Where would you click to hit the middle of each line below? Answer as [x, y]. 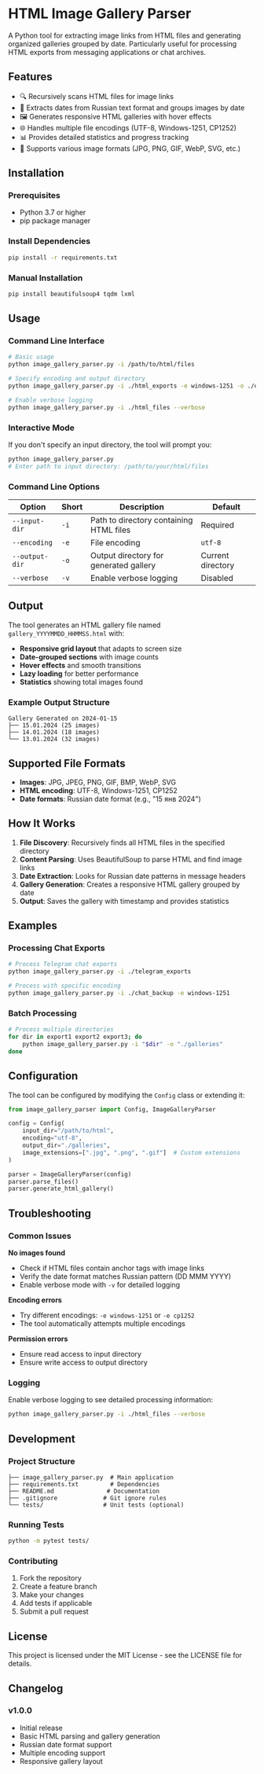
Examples [33, 926]
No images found [37, 1253]
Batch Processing [42, 1013]
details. [20, 1664]
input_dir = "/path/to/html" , [68, 1131]
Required [217, 525]
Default [226, 507]
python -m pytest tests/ [49, 1541]
